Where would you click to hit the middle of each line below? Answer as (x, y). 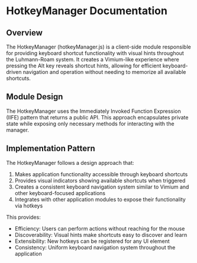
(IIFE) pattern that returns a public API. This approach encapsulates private (97, 117)
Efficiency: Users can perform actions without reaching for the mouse (100, 228)
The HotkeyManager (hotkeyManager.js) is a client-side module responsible (98, 47)
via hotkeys (29, 206)
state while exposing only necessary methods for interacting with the (90, 124)
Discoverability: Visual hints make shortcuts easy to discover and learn (101, 235)
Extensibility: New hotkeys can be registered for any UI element (92, 241)
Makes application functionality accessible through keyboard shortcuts (101, 174)
